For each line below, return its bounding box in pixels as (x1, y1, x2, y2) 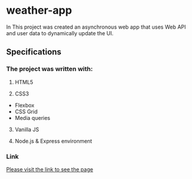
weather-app (6, 4, 73, 17)
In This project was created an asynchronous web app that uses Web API (6, 23, 186, 30)
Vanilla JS (14, 126, 39, 133)
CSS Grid (14, 108, 38, 115)
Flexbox (14, 101, 35, 109)
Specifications (6, 47, 61, 57)
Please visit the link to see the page (6, 165, 94, 173)
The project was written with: (6, 65, 93, 73)
